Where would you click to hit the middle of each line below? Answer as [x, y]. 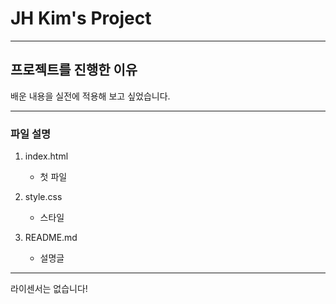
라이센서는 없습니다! [49, 289]
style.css [43, 197]
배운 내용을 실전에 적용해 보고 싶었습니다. [90, 96]
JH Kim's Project [81, 18]
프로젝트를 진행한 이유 [74, 70]
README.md [51, 238]
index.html [46, 156]
